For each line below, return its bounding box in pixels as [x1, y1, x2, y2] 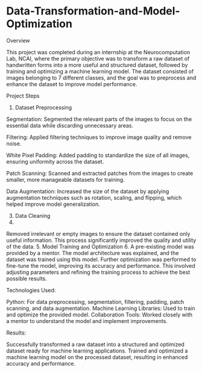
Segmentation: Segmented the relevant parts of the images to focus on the [6, 116, 192, 123]
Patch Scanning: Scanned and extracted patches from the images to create [6, 170, 194, 177]
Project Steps [6, 92, 40, 99]
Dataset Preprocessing [14, 103, 72, 111]
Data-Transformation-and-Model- [6, 4, 180, 18]
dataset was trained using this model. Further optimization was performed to [6, 256, 197, 263]
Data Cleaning [14, 212, 51, 219]
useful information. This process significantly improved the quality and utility [6, 236, 197, 244]
